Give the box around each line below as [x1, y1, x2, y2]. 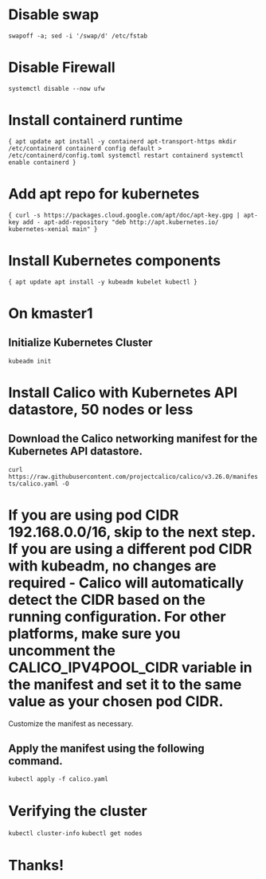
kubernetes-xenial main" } [8, 225, 98, 233]
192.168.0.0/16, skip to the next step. [8, 523, 256, 541]
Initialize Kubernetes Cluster [8, 336, 153, 350]
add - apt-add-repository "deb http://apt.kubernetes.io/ [22, 218, 219, 226]
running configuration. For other [8, 607, 226, 626]
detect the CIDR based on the [8, 591, 205, 609]
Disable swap [8, 6, 100, 24]
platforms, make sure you [8, 624, 181, 642]
